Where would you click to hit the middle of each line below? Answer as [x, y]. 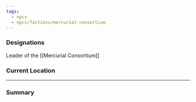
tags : [13, 11]
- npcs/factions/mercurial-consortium [59, 22]
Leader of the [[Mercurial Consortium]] [53, 55]
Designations [25, 43]
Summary [20, 92]
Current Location [31, 71]
